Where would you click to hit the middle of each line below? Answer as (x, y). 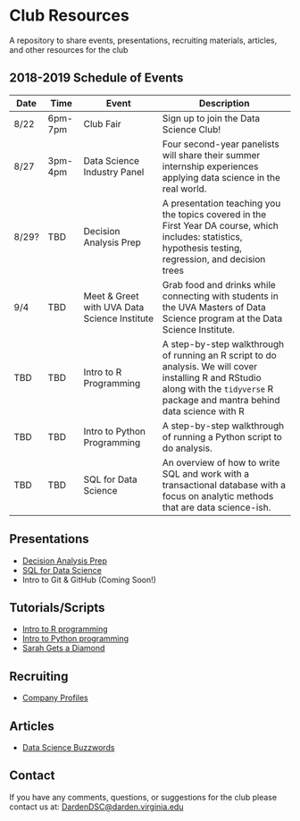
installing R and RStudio (212, 377)
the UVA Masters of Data (214, 307)
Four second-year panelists (221, 144)
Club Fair (103, 123)
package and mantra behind (221, 400)
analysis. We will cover (210, 366)
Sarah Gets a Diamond (63, 648)
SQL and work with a (206, 473)
